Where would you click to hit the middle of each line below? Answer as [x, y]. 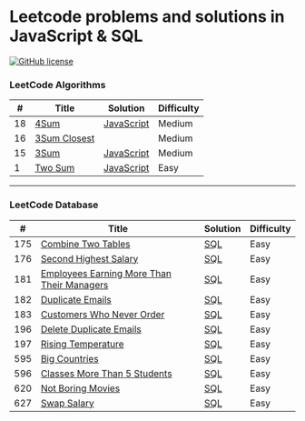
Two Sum [55, 168]
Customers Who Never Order [103, 314]
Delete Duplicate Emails [91, 329]
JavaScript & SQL [76, 36]
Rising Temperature [82, 344]
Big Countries [69, 358]
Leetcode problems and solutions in [147, 17]
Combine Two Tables [85, 244]
